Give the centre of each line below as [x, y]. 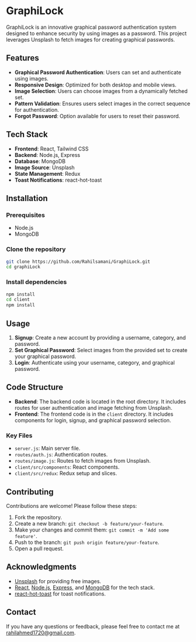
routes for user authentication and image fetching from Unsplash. [93, 407]
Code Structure [35, 387]
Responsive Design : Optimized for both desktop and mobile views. [95, 85]
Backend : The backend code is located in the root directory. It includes [100, 402]
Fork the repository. [38, 517]
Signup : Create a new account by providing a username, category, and [100, 338]
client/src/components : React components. [67, 467]
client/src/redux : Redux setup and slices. [66, 473]
